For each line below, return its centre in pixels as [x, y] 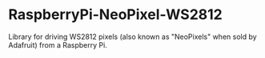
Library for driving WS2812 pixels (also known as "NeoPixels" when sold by [133, 37]
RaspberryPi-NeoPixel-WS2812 [115, 15]
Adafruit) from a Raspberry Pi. [58, 44]
